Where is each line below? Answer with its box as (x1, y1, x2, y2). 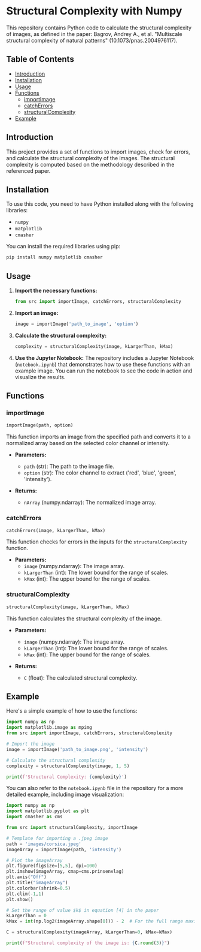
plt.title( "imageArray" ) (6, 880, 68, 886)
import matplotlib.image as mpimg (6, 725, 93, 731)
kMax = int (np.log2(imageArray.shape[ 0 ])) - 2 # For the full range (6, 918, 184, 924)
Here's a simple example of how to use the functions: (6, 707, 138, 714)
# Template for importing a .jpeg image (6, 835, 109, 841)
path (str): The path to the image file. (23, 463, 115, 470)
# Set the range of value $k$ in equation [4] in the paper (6, 907, 160, 913)
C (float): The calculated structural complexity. (23, 674, 138, 681)
